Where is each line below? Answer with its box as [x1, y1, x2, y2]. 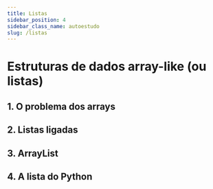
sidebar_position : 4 [7, 16, 67, 23]
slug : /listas [7, 29, 48, 36]
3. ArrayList [7, 147, 58, 159]
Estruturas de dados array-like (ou [7, 59, 207, 74]
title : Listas [7, 10, 48, 17]
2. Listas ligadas [7, 124, 78, 136]
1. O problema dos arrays [7, 100, 115, 112]
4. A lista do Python [7, 171, 93, 182]
